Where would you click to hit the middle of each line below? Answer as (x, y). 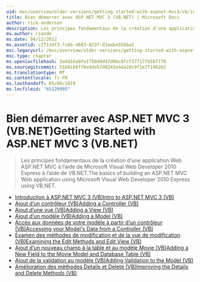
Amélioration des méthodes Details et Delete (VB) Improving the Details (101, 267)
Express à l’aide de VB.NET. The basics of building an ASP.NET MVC (104, 173)
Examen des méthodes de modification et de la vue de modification (97, 235)
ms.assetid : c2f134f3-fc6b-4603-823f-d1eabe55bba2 (70, 45)
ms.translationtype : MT (36, 73)
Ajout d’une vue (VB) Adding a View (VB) (64, 209)
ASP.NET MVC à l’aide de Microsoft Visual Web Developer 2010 (99, 167)
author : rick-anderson (34, 23)
